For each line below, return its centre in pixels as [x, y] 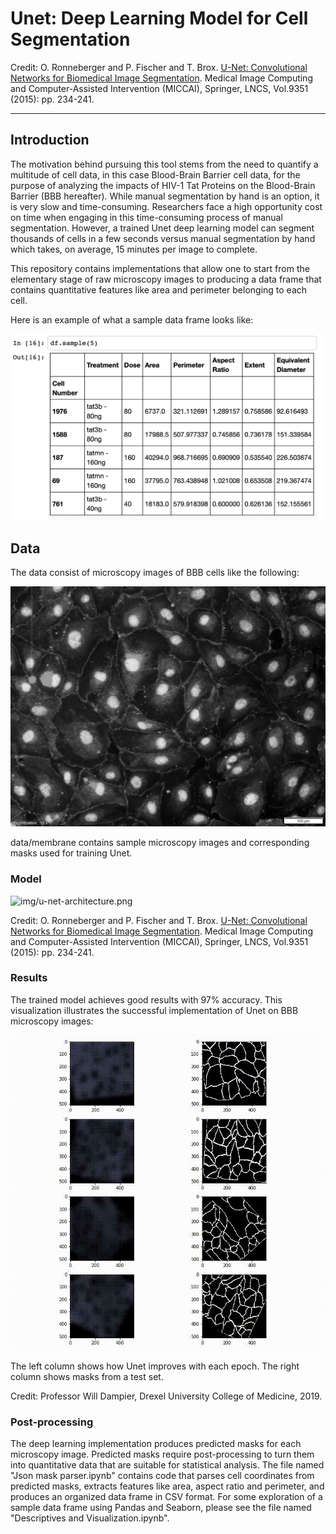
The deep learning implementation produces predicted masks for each [156, 1444]
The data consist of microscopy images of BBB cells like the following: [155, 573]
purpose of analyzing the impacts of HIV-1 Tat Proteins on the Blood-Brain [163, 185]
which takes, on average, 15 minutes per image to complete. [134, 249]
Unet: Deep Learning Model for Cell [159, 18]
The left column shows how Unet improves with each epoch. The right [155, 1366]
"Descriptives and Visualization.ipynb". [90, 1518]
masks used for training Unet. [71, 853]
